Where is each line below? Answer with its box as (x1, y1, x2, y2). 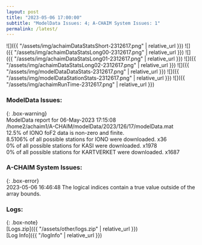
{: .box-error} (6, 177, 39, 185)
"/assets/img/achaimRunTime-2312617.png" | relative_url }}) (6, 81, 155, 88)
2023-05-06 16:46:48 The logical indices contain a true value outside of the (6, 183, 195, 191)
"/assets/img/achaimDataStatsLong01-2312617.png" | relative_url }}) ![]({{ (14, 55, 197, 62)
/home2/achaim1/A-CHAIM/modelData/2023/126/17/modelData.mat (6, 122, 174, 130)
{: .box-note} (6, 219, 38, 226)
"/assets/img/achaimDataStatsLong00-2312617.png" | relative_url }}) (14, 49, 184, 56)
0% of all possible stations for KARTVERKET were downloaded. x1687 (6, 148, 180, 155)
